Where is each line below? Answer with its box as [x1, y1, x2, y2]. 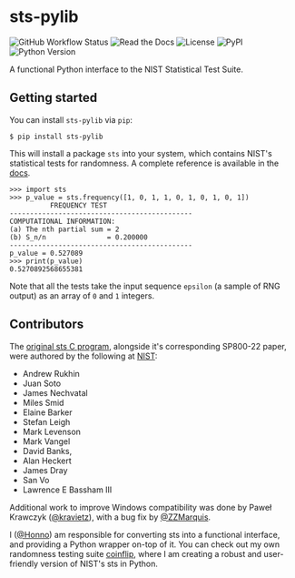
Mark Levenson [22, 426, 82, 437]
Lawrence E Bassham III [22, 484, 113, 495]
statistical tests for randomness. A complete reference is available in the [9, 157, 280, 168]
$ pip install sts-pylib [9, 132, 103, 141]
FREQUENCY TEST [49, 200, 107, 210]
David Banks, [22, 445, 73, 456]
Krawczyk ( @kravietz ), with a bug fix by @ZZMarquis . [9, 512, 211, 522]
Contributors [9, 317, 84, 332]
